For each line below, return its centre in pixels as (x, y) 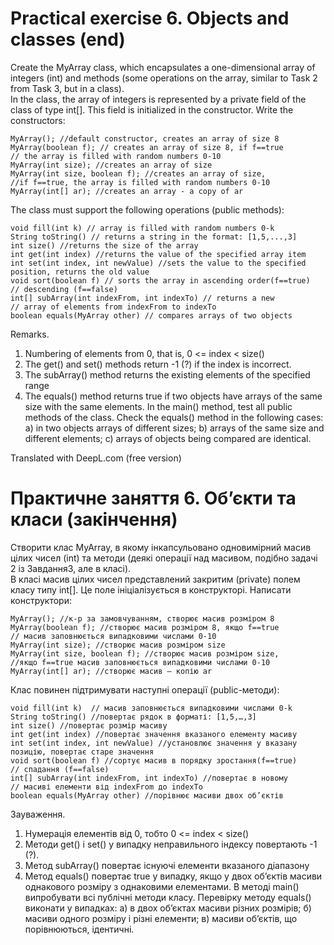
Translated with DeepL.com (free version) (96, 458)
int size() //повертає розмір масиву (89, 725)
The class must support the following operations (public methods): (147, 209)
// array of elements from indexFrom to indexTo (113, 307)
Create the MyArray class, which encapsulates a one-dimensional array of (163, 67)
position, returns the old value (80, 272)
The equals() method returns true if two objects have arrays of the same (173, 396)
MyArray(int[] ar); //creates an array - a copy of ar (127, 191)
